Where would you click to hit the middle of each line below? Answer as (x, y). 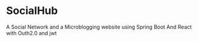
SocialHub (32, 11)
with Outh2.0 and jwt (32, 33)
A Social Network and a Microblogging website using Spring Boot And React (99, 27)
